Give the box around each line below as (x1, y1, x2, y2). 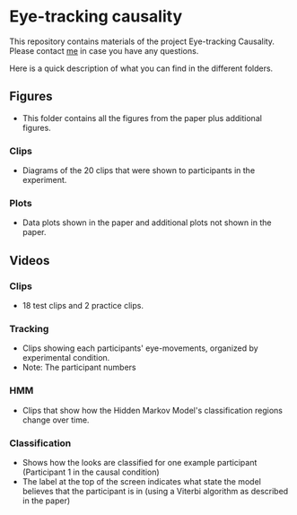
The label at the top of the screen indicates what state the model (22, 476, 262, 486)
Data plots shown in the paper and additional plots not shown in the (22, 217, 272, 228)
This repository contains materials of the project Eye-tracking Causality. (9, 36, 275, 47)
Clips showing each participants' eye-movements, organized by (22, 343, 258, 354)
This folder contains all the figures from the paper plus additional (22, 112, 263, 123)
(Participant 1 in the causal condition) (22, 467, 160, 477)
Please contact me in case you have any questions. (9, 45, 199, 56)
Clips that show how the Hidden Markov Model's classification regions (22, 405, 284, 415)
